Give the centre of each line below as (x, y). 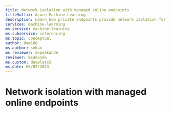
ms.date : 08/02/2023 (27, 67)
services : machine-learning (35, 24)
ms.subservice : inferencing (35, 34)
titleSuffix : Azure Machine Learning (46, 15)
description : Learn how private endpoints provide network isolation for (86, 19)
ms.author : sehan (24, 48)
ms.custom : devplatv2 (28, 62)
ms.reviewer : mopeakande (32, 52)
